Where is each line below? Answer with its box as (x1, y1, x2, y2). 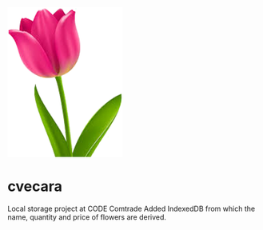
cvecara (7, 177, 63, 196)
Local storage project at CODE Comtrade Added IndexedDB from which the (7, 204, 256, 213)
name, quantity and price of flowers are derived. (7, 212, 167, 222)
